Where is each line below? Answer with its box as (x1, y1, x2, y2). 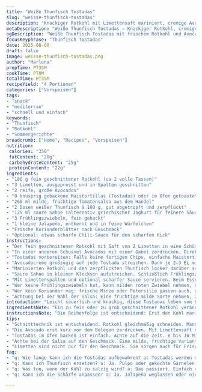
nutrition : (6, 142, 34, 149)
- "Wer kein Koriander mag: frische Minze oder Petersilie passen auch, (6, 288, 192, 294)
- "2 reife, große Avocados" (6, 187, 79, 193)
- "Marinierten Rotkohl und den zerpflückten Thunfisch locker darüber (6, 265, 189, 272)
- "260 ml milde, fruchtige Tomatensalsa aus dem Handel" (6, 199, 155, 205)
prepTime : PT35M (6, 64, 47, 71)
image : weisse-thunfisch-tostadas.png (6, 53, 103, 59)
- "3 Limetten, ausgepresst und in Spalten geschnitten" (6, 182, 152, 188)
